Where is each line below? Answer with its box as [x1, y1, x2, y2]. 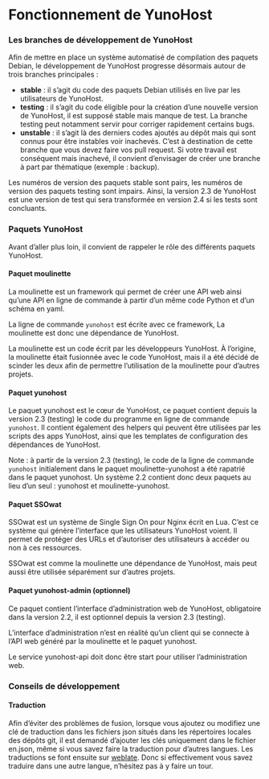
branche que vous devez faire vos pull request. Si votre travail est [19, 145, 237, 155]
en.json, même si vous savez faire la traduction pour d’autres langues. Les [8, 744, 254, 753]
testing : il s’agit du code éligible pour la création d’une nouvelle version [19, 102, 259, 112]
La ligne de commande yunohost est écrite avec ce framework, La [8, 319, 226, 329]
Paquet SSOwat [8, 499, 62, 509]
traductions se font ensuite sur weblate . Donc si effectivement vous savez [8, 752, 253, 762]
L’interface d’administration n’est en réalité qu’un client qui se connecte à [8, 628, 250, 637]
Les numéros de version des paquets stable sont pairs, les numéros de [8, 178, 243, 188]
